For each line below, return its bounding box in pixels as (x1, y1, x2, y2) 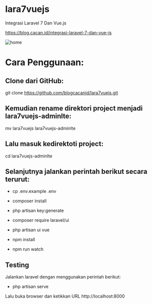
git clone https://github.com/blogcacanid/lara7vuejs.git (5, 90, 118, 96)
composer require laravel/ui (12, 217, 69, 223)
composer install (12, 198, 47, 204)
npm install (12, 237, 35, 243)
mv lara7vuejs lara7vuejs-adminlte (5, 125, 76, 131)
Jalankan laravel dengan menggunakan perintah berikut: (5, 274, 121, 280)
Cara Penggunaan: (5, 57, 84, 68)
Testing (5, 261, 29, 269)
